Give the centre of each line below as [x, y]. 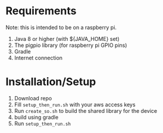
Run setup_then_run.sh [42, 123]
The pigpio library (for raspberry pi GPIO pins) [70, 45]
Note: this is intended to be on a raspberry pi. [61, 27]
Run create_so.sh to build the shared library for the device [86, 110]
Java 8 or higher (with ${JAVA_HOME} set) [67, 39]
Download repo [33, 98]
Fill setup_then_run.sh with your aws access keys [75, 104]
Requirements [41, 11]
